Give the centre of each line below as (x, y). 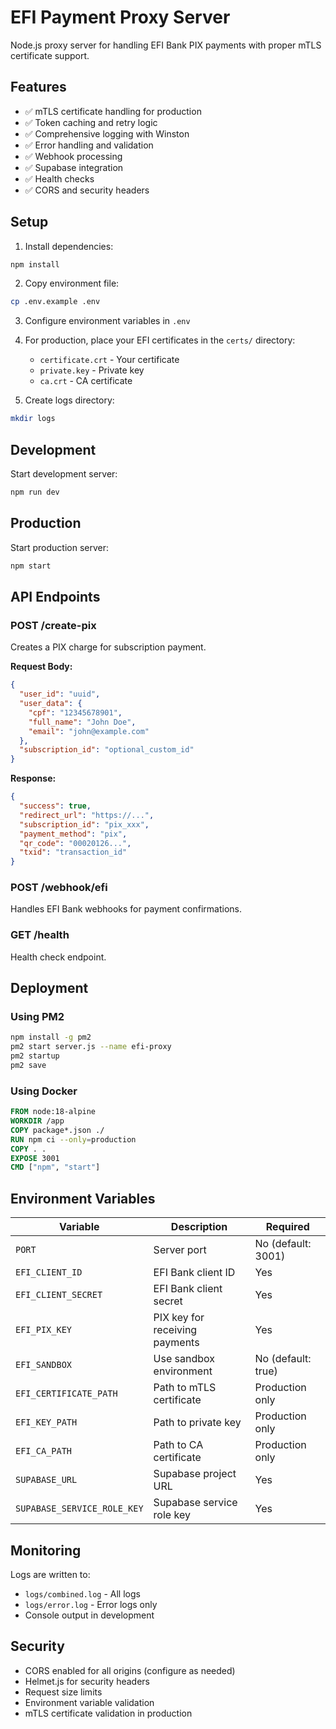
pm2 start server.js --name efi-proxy (91, 1047)
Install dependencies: (69, 246)
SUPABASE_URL (46, 1480)
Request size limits (63, 1692)
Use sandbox (184, 1359)
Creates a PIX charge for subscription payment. (108, 647)
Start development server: (64, 474)
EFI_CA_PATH (44, 1451)
